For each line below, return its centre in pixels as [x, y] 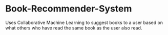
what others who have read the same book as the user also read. [74, 27]
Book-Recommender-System [69, 9]
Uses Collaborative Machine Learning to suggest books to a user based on [84, 22]
